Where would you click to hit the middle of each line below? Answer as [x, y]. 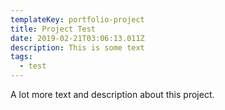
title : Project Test [53, 29]
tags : [21, 57]
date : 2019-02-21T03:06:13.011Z [77, 38]
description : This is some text [77, 47]
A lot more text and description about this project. [112, 94]
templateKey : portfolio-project [77, 19]
